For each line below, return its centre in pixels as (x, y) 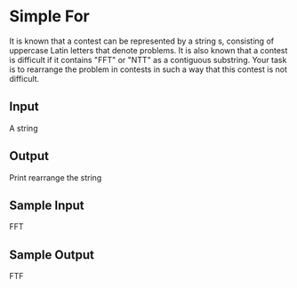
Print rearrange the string (56, 177)
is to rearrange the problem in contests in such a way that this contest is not (148, 69)
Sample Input (47, 205)
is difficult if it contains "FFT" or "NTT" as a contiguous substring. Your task (148, 60)
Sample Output (52, 255)
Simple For (50, 16)
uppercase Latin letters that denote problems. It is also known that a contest (148, 50)
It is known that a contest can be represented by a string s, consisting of (141, 41)
